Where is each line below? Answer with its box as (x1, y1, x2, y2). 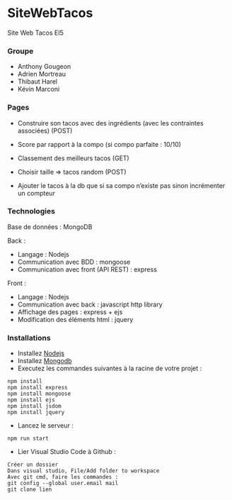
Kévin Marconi (17, 85, 60, 94)
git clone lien (7, 486, 52, 494)
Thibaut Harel (17, 77, 58, 86)
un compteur (17, 189, 55, 197)
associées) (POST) (17, 126, 73, 135)
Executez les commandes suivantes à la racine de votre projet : (17, 364, 202, 373)
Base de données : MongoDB (7, 222, 93, 231)
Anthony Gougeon (17, 62, 71, 71)
